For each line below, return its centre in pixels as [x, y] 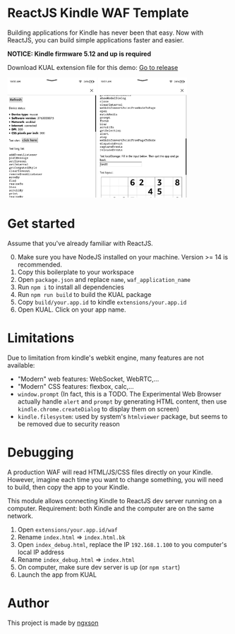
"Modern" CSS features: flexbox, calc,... [76, 387]
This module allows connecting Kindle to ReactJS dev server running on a [115, 501]
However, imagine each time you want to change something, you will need [115, 480]
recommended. [40, 265]
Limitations [41, 338]
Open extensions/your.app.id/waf [67, 530]
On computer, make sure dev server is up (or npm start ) [99, 568]
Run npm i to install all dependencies [71, 287]
